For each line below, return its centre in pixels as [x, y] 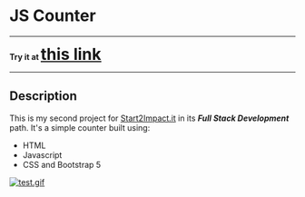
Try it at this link [55, 54]
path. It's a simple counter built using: [80, 127]
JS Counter [53, 16]
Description [43, 96]
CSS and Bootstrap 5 [62, 164]
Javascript [42, 154]
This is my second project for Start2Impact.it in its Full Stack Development [149, 118]
